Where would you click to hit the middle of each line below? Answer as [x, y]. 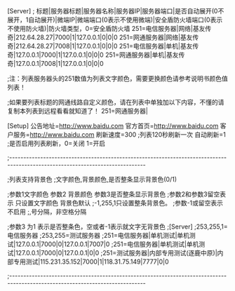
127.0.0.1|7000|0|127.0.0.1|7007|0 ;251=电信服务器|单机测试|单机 [107, 244]
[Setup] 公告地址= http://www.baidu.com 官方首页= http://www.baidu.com [113, 126]
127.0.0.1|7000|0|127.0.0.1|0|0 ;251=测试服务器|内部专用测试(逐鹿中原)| [116, 253]
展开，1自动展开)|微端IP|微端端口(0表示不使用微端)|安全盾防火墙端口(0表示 [115, 20]
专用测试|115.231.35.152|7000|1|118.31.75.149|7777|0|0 [91, 262]
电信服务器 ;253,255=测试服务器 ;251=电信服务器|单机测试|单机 [99, 235]
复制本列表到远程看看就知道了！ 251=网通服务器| [78, 111]
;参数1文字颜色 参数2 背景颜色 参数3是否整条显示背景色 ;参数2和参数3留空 [114, 194]
